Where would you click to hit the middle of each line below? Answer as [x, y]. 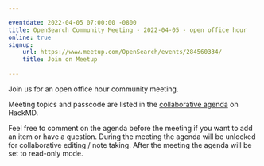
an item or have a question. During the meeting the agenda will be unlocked [132, 137]
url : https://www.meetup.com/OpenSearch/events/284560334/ [122, 52]
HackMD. [23, 113]
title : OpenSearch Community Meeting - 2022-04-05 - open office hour [128, 30]
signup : [21, 44]
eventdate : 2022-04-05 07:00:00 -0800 [72, 22]
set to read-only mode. [46, 153]
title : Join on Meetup [60, 60]
